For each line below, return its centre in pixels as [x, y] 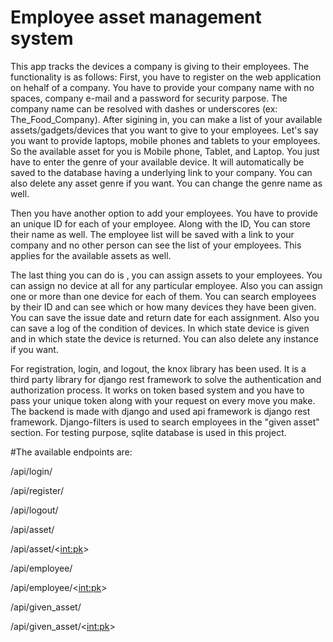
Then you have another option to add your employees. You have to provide [164, 213]
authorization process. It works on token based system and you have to [157, 390]
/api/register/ [37, 490]
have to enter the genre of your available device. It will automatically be [157, 162]
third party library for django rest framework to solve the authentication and [166, 379]
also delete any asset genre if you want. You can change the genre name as [166, 183]
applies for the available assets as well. [91, 255]
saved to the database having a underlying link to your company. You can [161, 172]
